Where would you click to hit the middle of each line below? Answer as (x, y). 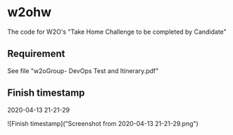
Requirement (36, 54)
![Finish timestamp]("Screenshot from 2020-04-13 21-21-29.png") (103, 123)
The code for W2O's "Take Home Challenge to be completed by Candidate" (117, 32)
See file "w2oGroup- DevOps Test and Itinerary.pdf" (83, 70)
